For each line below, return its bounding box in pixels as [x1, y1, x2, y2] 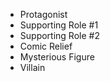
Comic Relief [19, 40, 73, 52]
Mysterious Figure [19, 51, 95, 63]
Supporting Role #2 [19, 30, 100, 41]
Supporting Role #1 [19, 19, 99, 31]
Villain [19, 62, 46, 73]
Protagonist [19, 9, 68, 20]
